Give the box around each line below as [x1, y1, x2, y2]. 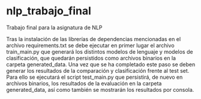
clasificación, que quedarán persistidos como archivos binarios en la [6, 54, 176, 61]
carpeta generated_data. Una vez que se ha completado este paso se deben [6, 61, 196, 68]
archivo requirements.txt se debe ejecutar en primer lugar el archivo [6, 42, 175, 49]
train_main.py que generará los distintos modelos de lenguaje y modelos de [6, 48, 193, 55]
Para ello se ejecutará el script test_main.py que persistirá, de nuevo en [6, 73, 183, 81]
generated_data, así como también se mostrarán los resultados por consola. [6, 86, 194, 93]
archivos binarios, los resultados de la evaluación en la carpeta [6, 79, 162, 87]
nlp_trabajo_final [6, 4, 92, 18]
